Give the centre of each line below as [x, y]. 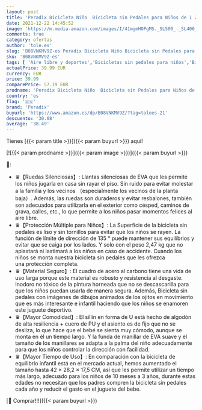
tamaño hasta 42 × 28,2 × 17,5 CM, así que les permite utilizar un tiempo [104, 370]
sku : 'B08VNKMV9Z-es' [33, 57]
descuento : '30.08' [31, 118]
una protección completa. [47, 264]
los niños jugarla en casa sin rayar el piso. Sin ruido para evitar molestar [104, 184]
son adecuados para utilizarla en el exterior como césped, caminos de [102, 205]
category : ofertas [29, 40]
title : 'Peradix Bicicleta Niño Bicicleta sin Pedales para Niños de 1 [99, 17]
